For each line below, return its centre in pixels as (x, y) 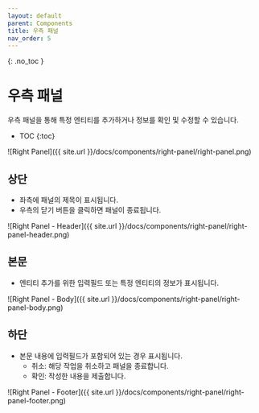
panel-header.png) (39, 235)
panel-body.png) (35, 308)
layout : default (35, 16)
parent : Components (40, 23)
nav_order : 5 (29, 38)
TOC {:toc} (37, 136)
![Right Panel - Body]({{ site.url (59, 299)
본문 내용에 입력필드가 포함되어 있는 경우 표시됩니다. (101, 356)
